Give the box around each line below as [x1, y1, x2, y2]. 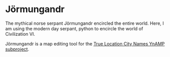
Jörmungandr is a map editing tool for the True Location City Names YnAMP [5, 40, 165, 46]
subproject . [5, 46, 30, 52]
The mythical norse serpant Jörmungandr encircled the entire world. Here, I [5, 20, 164, 26]
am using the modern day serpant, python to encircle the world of [5, 25, 144, 31]
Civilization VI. [5, 31, 36, 37]
